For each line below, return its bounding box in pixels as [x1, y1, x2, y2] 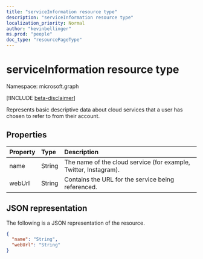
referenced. [64, 183, 98, 191]
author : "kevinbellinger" [6, 25, 71, 32]
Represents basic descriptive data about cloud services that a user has [6, 106, 183, 113]
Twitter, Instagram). [64, 165, 120, 173]
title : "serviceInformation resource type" [6, 8, 118, 15]
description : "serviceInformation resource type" [6, 14, 134, 20]
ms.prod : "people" [6, 31, 53, 37]
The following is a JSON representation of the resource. [6, 219, 145, 226]
